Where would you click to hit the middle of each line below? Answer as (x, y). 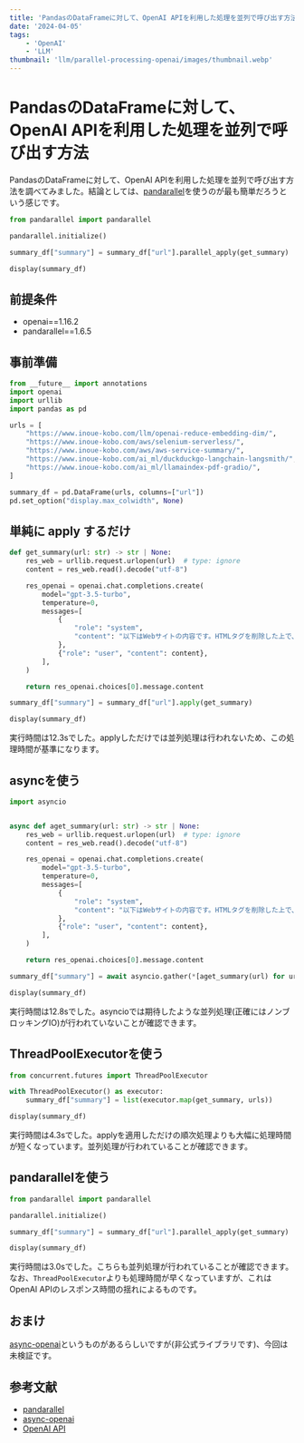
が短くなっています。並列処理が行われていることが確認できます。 (131, 1146)
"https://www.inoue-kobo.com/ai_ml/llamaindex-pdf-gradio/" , (143, 467)
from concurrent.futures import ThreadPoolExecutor (109, 1076)
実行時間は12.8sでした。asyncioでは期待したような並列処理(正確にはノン (146, 1011)
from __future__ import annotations (78, 384)
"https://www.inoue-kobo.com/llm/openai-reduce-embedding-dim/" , (152, 434)
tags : (19, 34)
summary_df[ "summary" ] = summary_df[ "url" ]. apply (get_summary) (131, 703)
